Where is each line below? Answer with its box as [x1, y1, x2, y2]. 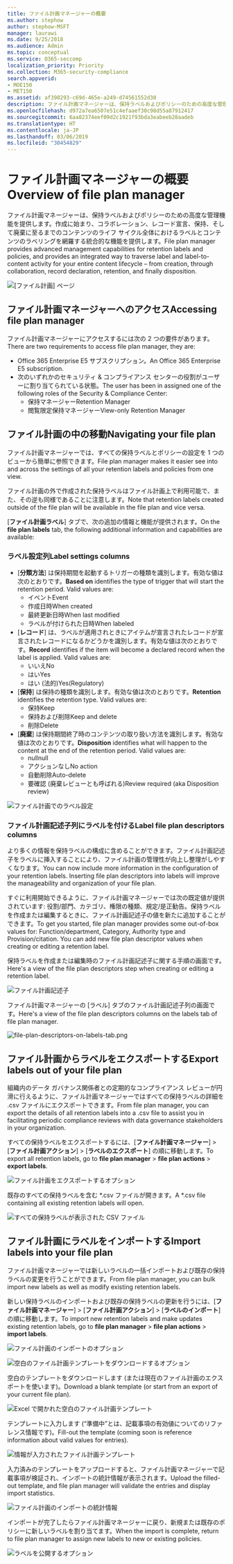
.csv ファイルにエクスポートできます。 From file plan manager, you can [7, 1101, 209, 1109]
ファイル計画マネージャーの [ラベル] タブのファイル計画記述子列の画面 [7, 1001, 209, 1009]
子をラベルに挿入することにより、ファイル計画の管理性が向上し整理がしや [7, 855, 220, 864]
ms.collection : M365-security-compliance [7, 68, 129, 75]
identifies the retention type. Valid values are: [17, 695, 147, 704]
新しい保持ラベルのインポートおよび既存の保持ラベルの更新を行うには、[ [7, 1297, 216, 1305]
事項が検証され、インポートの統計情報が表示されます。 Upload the [12, 1474, 202, 1482]
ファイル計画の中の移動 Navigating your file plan [7, 429, 216, 441]
